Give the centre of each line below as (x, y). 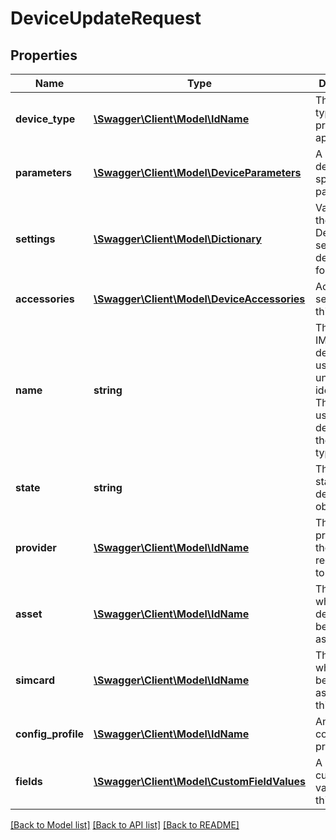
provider (36, 547)
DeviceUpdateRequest (106, 18)
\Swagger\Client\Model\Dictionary (177, 239)
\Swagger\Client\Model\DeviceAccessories (199, 299)
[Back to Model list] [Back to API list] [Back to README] (125, 825)
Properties (44, 55)
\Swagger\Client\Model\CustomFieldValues (199, 781)
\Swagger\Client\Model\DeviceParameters (197, 172)
